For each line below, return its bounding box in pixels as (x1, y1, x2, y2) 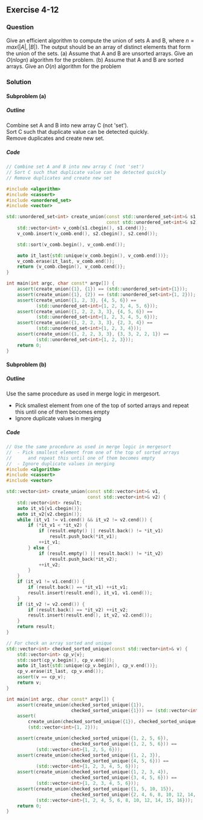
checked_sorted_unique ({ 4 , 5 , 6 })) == (71, 758, 169, 764)
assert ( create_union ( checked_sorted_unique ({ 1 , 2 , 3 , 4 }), (17, 769, 169, 775)
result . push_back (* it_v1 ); (49, 534, 118, 540)
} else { (28, 544, 50, 551)
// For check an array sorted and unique (6, 640, 112, 646)
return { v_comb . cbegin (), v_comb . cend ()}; (17, 263, 126, 270)
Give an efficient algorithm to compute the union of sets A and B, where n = (6, 36, 195, 44)
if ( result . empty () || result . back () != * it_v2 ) (38, 551, 164, 557)
